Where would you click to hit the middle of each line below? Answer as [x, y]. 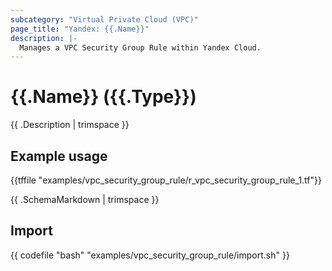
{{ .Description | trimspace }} [70, 125]
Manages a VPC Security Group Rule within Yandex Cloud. [140, 47]
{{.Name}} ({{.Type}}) [103, 97]
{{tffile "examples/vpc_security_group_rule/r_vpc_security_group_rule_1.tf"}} [166, 180]
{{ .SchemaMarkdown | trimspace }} [85, 199]
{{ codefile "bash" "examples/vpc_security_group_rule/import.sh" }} [150, 255]
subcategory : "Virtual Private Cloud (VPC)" [104, 19]
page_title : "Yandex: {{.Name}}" [80, 29]
